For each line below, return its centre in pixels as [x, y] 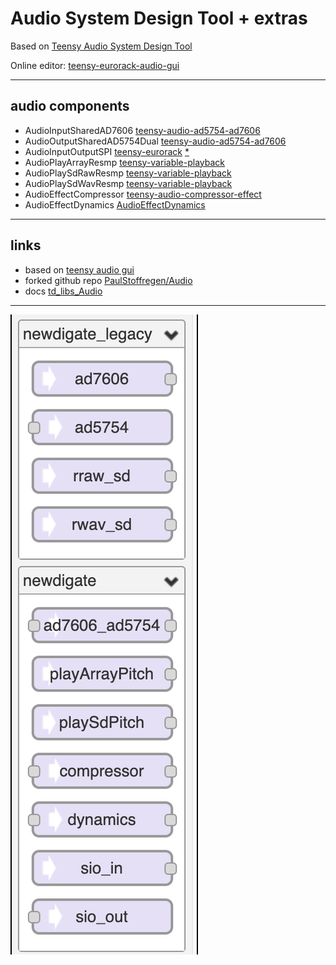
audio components [70, 106]
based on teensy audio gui [79, 269]
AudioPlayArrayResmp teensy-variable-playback [125, 162]
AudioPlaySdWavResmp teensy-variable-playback [128, 183]
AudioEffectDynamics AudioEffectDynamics [115, 204]
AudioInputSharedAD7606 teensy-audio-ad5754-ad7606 [142, 130]
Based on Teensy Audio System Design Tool [101, 46]
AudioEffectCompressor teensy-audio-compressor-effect [143, 194]
